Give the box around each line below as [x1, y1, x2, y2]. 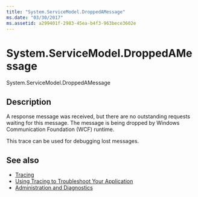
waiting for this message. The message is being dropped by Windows [6, 119, 180, 127]
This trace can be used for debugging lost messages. [6, 138, 139, 145]
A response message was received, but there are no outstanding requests [6, 113, 190, 120]
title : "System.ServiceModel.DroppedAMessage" [6, 8, 126, 15]
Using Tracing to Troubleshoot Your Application [14, 177, 133, 185]
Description [6, 96, 51, 107]
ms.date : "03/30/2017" [6, 15, 63, 21]
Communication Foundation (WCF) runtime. [6, 125, 115, 133]
